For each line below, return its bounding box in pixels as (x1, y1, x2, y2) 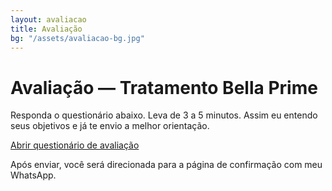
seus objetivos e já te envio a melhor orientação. (10, 120, 210, 132)
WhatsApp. (10, 169, 57, 181)
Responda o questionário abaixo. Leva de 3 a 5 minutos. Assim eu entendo (10, 109, 318, 121)
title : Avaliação (10, 24, 83, 34)
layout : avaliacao (10, 14, 87, 25)
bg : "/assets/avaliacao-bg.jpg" (10, 33, 145, 43)
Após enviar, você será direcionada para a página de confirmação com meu (10, 159, 323, 171)
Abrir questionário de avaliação (10, 139, 140, 151)
